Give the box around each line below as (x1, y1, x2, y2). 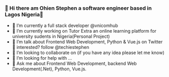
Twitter (148, 39, 163, 45)
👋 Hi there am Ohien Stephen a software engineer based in (5, 5, 152, 12)
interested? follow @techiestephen (16, 44, 90, 50)
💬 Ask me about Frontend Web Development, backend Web (12, 61, 137, 67)
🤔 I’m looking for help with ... (12, 55, 72, 61)
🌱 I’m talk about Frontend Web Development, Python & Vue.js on (12, 39, 147, 45)
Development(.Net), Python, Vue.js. (12, 66, 87, 72)
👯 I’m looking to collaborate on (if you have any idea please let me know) (12, 49, 165, 56)
